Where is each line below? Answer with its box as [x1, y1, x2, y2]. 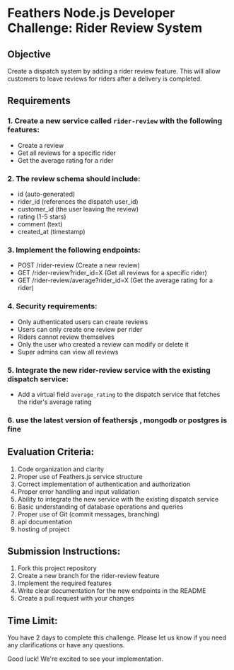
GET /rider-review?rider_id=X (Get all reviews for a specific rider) [17, 269, 207, 277]
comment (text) [17, 219, 63, 228]
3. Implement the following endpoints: [7, 245, 141, 255]
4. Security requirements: [7, 301, 98, 311]
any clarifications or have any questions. [7, 641, 125, 649]
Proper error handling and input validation [17, 487, 140, 496]
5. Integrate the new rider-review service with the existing [7, 365, 211, 375]
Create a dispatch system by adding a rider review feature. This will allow [7, 67, 221, 75]
